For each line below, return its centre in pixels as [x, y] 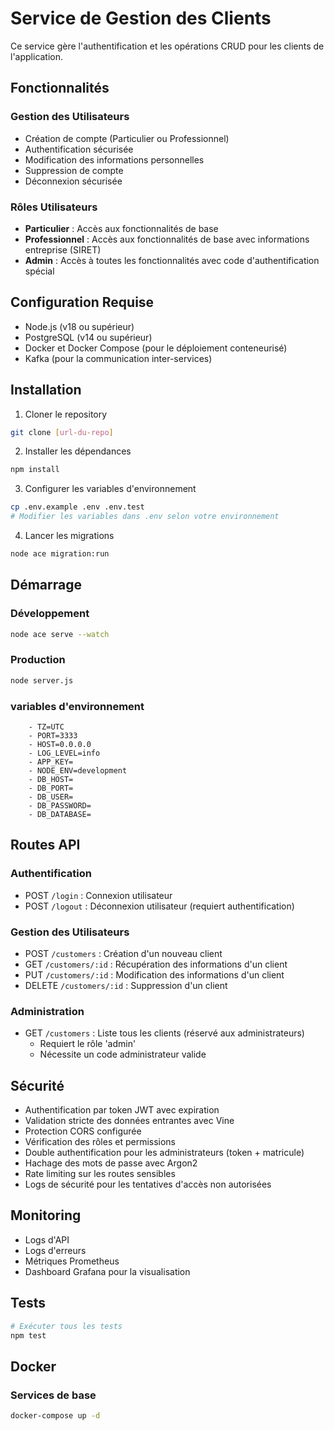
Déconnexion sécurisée [73, 181]
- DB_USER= [51, 797]
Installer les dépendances [78, 451]
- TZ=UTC [46, 727]
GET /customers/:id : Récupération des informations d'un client [156, 964]
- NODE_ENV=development [78, 770]
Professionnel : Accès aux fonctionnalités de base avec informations [167, 239]
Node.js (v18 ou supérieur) [79, 326]
